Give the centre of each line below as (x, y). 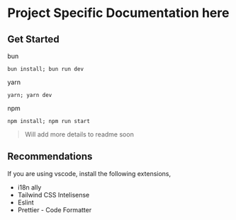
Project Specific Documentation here (118, 13)
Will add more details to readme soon (79, 134)
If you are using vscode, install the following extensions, (89, 173)
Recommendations (50, 157)
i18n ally (29, 187)
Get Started (33, 39)
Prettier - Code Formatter (55, 209)
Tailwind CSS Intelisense (54, 195)
